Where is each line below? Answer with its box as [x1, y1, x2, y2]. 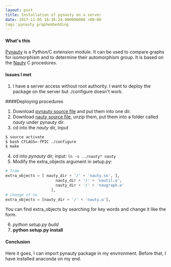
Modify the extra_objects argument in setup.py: [12, 159, 112, 165]
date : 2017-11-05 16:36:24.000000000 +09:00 [5, 17, 102, 22]
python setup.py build [12, 221, 59, 228]
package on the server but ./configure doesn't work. [12, 88, 124, 95]
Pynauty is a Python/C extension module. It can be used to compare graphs [5, 49, 165, 55]
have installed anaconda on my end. [5, 255, 82, 261]
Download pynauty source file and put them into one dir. [12, 108, 131, 114]
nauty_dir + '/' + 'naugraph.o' [55, 183, 125, 188]
